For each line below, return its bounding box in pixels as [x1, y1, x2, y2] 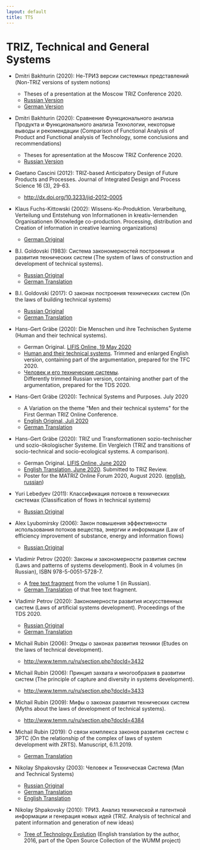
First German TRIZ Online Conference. [23, 411, 118, 418]
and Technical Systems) [14, 771, 75, 778]
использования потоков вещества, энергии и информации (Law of [14, 526, 185, 533]
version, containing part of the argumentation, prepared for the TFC [23, 356, 190, 363]
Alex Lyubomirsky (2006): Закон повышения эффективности [14, 520, 167, 527]
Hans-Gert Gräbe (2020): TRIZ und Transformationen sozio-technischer [14, 435, 192, 443]
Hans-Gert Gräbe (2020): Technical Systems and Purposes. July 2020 [14, 393, 189, 400]
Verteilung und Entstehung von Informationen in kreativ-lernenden [14, 211, 178, 219]
